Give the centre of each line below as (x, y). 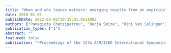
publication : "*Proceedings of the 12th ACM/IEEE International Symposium (86, 43)
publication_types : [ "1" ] (33, 29)
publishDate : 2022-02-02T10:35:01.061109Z (51, 19)
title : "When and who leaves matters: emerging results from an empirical (86, 10)
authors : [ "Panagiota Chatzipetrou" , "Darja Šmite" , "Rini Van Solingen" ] (86, 24)
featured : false (22, 38)
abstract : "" (19, 33)
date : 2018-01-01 (24, 15)
